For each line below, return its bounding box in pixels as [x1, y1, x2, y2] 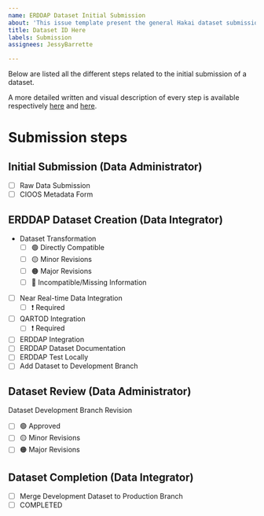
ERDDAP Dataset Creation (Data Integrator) [8, 213, 224, 227]
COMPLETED [19, 500, 63, 510]
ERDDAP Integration [19, 335, 85, 345]
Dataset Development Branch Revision [8, 406, 133, 415]
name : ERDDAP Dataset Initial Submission [8, 11, 146, 20]
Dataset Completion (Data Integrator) [8, 470, 194, 484]
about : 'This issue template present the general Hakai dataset [8, 19, 223, 27]
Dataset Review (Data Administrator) [8, 385, 192, 398]
